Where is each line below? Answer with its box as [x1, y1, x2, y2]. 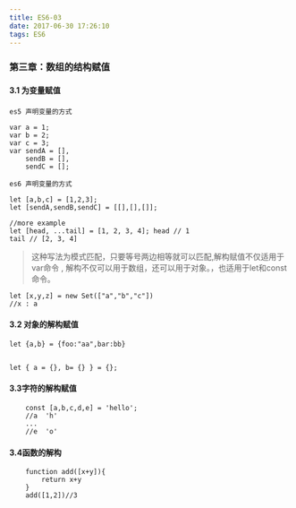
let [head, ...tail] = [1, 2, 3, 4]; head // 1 [9, 226, 190, 236]
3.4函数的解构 [9, 447, 62, 458]
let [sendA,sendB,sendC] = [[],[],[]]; [9, 202, 158, 211]
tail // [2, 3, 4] [9, 234, 78, 243]
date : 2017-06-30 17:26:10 [9, 22, 110, 30]
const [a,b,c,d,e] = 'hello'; [25, 403, 139, 412]
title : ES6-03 [9, 13, 63, 22]
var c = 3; [9, 138, 50, 148]
